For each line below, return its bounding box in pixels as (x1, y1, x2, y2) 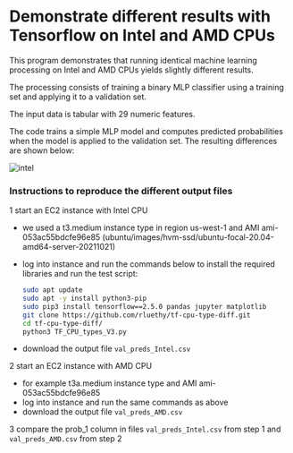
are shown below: (9, 145, 75, 156)
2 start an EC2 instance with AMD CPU (9, 361, 153, 372)
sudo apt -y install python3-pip (21, 294, 147, 303)
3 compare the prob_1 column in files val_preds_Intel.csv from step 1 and (9, 423, 281, 435)
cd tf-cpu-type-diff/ (21, 319, 103, 328)
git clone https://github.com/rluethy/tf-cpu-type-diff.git (21, 311, 251, 320)
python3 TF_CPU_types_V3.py (21, 327, 127, 337)
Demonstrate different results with (9, 6, 271, 27)
